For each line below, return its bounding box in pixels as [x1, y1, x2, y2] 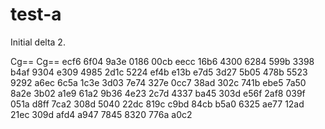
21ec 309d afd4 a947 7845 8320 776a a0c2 [10, 108, 193, 120]
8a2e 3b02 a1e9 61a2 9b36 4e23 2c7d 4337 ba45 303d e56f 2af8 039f [10, 87, 306, 99]
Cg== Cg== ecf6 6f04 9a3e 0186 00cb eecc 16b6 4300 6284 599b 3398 [10, 55, 315, 67]
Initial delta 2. [10, 36, 66, 48]
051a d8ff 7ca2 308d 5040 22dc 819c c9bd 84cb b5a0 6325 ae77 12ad [10, 98, 305, 110]
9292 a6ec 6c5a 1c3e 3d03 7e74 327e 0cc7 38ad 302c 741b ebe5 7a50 [10, 76, 307, 88]
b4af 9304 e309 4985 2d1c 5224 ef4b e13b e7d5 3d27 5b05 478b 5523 [10, 66, 308, 78]
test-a [10, 3, 62, 26]
